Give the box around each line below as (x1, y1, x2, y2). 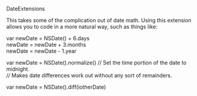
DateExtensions (6, 5, 45, 12)
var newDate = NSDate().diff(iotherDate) (6, 83, 106, 91)
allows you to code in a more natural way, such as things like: (6, 23, 158, 30)
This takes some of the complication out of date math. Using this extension (6, 17, 192, 23)
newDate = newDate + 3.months (6, 41, 86, 48)
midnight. (6, 65, 30, 73)
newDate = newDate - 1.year (6, 47, 77, 55)
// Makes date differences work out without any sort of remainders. (6, 72, 172, 79)
